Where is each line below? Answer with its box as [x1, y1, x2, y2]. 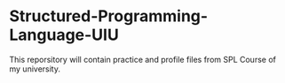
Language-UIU [9, 25, 120, 45]
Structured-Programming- [9, 6, 209, 26]
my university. [9, 64, 60, 74]
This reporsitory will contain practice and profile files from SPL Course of [9, 54, 277, 64]
